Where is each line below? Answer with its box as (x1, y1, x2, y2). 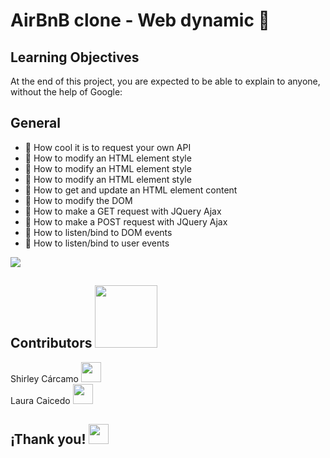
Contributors (10, 335, 93, 352)
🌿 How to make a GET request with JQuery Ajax (24, 205, 222, 217)
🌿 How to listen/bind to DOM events (24, 226, 173, 238)
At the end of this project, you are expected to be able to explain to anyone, (10, 75, 321, 87)
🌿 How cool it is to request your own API (24, 141, 192, 153)
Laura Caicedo (10, 394, 71, 406)
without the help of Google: (10, 86, 123, 98)
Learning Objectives (10, 49, 140, 66)
